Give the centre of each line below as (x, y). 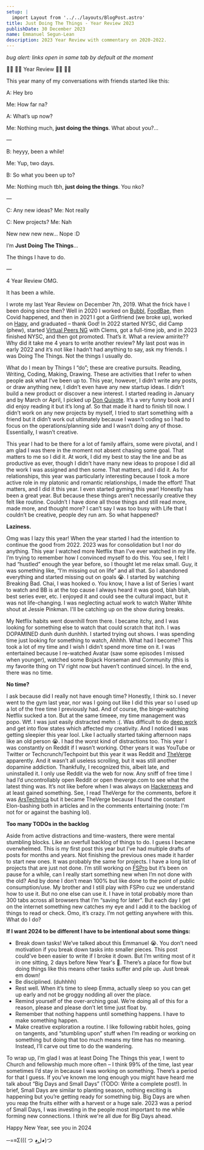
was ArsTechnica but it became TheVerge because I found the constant (96, 799)
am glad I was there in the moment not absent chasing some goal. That (95, 450)
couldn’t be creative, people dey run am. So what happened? (83, 515)
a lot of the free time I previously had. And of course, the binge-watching (97, 709)
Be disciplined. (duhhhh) (46, 982)
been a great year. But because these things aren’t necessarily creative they (101, 496)
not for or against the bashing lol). (49, 812)
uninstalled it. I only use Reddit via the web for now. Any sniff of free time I (99, 773)
